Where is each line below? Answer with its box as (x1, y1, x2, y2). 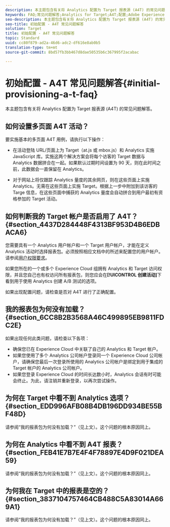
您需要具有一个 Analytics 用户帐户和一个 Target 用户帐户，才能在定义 (5, 242, 149, 248)
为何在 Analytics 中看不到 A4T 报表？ (5, 440, 123, 449)
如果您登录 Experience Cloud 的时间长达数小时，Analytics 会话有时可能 (12, 371, 162, 377)
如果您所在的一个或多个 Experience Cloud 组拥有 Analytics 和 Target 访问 (5, 266, 158, 272)
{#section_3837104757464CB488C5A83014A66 (5, 495, 163, 503)
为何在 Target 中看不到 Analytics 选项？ (5, 394, 130, 402)
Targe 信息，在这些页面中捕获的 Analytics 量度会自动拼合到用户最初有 (12, 189, 158, 196)
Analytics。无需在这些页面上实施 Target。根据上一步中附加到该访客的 (12, 183, 158, 189)
